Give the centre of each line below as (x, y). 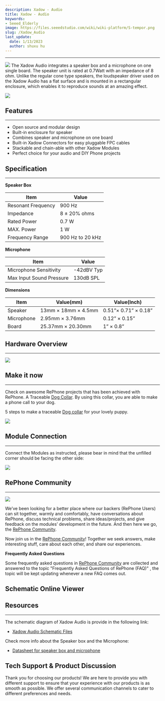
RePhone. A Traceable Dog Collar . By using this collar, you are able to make (82, 397)
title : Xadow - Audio (27, 14)
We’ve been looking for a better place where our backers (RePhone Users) (81, 508)
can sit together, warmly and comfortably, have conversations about (74, 513)
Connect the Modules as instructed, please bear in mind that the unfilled (78, 453)
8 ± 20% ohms (77, 214)
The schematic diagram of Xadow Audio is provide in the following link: (77, 622)
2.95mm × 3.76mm (63, 319)
